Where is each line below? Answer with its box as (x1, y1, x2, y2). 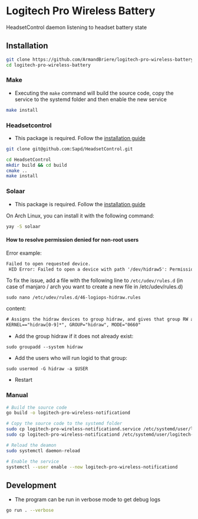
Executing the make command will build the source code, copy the (14, 89, 174, 96)
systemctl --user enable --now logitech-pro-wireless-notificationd (6, 464, 178, 470)
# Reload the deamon (6, 442, 57, 448)
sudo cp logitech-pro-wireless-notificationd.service (6, 426, 141, 432)
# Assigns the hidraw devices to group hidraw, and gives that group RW (6, 316, 189, 323)
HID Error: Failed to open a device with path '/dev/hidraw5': (8, 266, 167, 273)
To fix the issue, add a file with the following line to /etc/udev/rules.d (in (6, 277, 183, 284)
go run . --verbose (6, 507, 54, 514)
